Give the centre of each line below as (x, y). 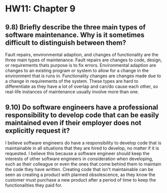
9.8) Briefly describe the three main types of (76, 27)
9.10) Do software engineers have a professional (82, 107)
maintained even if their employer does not (73, 123)
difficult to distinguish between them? (66, 43)
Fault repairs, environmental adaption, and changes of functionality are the (82, 55)
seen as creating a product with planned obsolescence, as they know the (80, 175)
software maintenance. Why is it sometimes (75, 35)
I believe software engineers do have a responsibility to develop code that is (83, 143)
